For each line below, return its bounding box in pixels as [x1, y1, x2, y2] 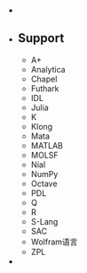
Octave [30, 178, 58, 189]
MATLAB [30, 140, 64, 150]
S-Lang [30, 216, 59, 226]
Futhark [30, 82, 59, 94]
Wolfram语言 [30, 236, 78, 247]
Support [17, 30, 65, 46]
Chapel [30, 73, 58, 84]
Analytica [30, 64, 66, 74]
